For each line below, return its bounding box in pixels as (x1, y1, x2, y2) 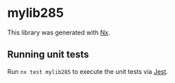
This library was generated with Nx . (7, 28, 110, 37)
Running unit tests (7, 49, 89, 60)
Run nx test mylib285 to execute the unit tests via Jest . (7, 67, 169, 75)
